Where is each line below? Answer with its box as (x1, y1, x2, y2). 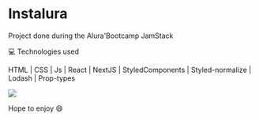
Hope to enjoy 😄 (8, 104, 63, 113)
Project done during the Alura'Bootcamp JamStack (8, 31, 174, 40)
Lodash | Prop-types (8, 73, 76, 83)
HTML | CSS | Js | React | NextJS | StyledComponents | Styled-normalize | (8, 65, 252, 74)
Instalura (8, 5, 68, 23)
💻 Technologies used (8, 47, 80, 56)
